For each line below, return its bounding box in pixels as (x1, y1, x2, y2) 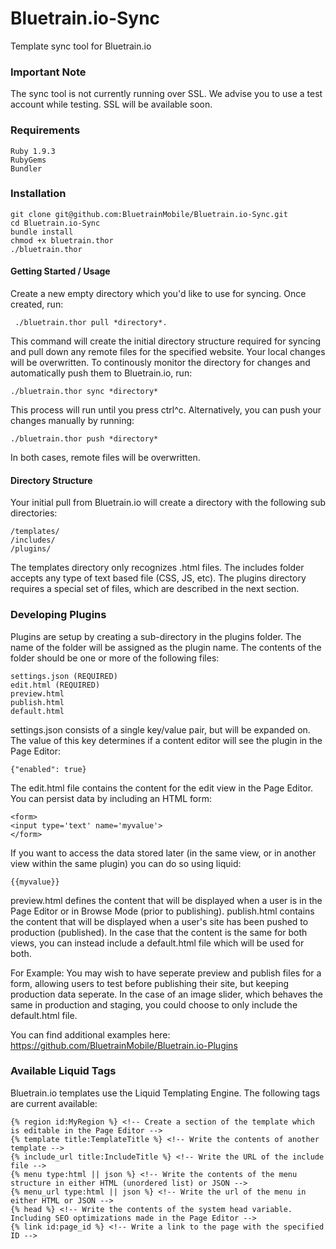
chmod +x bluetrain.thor (10, 235, 114, 246)
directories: (10, 507, 58, 519)
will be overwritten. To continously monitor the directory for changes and (10, 357, 311, 369)
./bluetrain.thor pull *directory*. (14, 318, 168, 328)
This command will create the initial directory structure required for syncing (10, 335, 322, 347)
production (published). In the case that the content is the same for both (10, 926, 308, 938)
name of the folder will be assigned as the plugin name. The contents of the (10, 641, 322, 653)
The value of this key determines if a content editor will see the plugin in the (10, 734, 323, 746)
